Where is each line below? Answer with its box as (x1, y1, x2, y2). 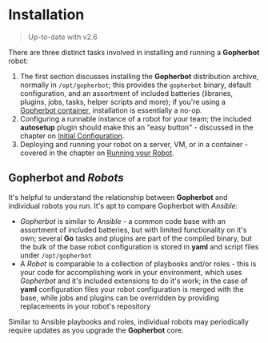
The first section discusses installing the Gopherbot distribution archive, (19, 71, 259, 81)
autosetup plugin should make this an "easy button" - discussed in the (19, 122, 254, 132)
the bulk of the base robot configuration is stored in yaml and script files (19, 241, 259, 251)
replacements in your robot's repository (19, 301, 151, 311)
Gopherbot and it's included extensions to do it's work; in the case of (19, 276, 248, 285)
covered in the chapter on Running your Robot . (19, 148, 174, 158)
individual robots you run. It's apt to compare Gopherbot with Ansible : (8, 201, 238, 210)
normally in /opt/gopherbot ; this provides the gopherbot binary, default (19, 80, 252, 90)
